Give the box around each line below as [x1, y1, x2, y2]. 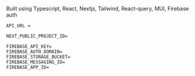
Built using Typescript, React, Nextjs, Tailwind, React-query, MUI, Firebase [6, 5, 189, 12]
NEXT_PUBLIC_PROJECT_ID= [6, 33, 68, 39]
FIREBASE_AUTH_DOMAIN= [6, 49, 63, 55]
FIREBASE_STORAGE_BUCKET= [6, 54, 70, 60]
